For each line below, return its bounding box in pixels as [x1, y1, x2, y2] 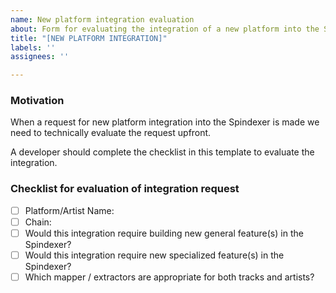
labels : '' [10, 42, 56, 53]
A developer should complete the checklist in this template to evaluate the [10, 146, 315, 158]
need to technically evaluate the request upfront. [10, 127, 212, 139]
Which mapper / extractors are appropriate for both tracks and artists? [24, 271, 315, 283]
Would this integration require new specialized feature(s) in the [24, 249, 285, 261]
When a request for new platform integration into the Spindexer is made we [10, 116, 320, 128]
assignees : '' [10, 52, 70, 62]
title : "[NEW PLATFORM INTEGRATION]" [10, 33, 168, 43]
